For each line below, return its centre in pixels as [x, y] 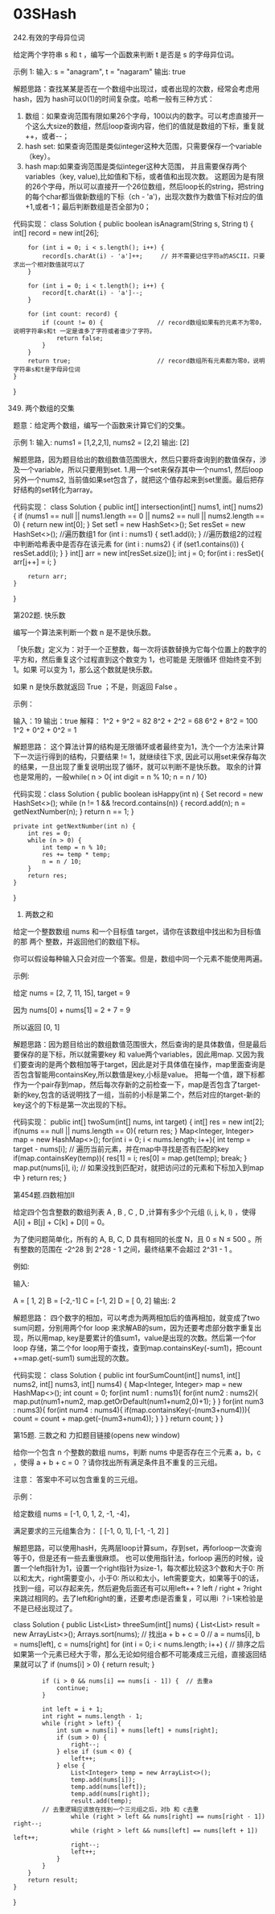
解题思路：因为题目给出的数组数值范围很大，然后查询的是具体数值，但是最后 [140, 1044]
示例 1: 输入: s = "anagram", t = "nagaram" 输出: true [99, 71]
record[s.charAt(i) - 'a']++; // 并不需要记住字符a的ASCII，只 [151, 256]
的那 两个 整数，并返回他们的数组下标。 [78, 941]
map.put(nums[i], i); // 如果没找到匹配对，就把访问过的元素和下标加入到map [139, 1167]
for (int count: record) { [73, 314]
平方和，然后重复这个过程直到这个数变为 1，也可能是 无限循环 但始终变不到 [137, 659]
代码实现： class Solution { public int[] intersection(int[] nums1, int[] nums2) [138, 507]
